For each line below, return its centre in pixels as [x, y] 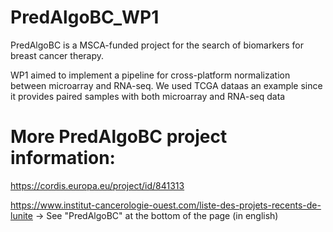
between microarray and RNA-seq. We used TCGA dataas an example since [166, 85]
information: [63, 158]
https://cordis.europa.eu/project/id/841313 [97, 185]
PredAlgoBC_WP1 [85, 17]
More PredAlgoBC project [119, 137]
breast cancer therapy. [57, 55]
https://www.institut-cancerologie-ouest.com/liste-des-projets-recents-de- [166, 205]
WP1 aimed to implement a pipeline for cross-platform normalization [150, 75]
